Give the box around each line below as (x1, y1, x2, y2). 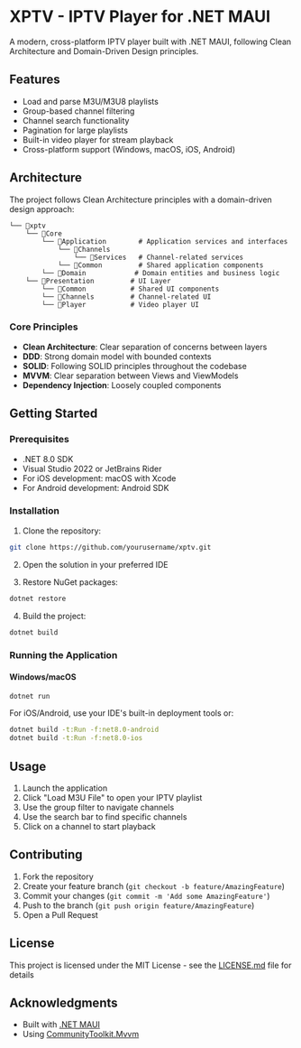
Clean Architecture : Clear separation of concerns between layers (22, 341, 268, 352)
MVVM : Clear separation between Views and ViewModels (22, 370, 239, 381)
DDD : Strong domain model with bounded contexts (22, 350, 212, 362)
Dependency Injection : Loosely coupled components (22, 379, 222, 390)
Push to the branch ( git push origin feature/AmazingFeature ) (22, 900, 255, 911)
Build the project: (22, 610, 87, 621)
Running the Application (9, 649, 118, 662)
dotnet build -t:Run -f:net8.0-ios (9, 734, 143, 743)
